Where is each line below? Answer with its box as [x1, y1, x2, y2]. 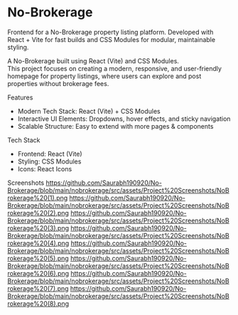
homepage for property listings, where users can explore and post [7, 72, 202, 80]
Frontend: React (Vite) [17, 149, 83, 158]
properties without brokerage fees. [7, 79, 109, 87]
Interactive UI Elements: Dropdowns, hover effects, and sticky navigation [17, 114, 231, 123]
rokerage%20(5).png [7, 254, 69, 262]
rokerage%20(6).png [7, 269, 70, 277]
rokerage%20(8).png [7, 299, 70, 308]
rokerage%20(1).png [7, 193, 68, 202]
